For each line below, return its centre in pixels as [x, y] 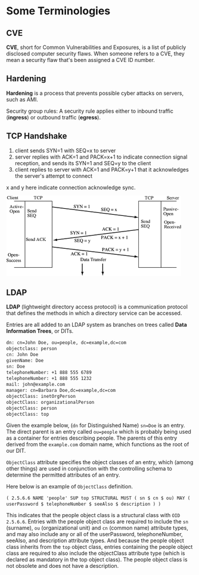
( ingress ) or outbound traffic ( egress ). [54, 117]
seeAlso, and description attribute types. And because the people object [95, 540]
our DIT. [16, 451]
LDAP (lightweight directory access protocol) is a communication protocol [97, 307]
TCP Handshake [37, 136]
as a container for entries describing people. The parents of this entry [92, 438]
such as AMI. [22, 99]
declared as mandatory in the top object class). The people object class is [97, 559]
